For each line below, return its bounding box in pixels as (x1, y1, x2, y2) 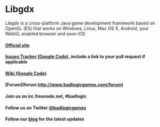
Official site (5, 42, 30, 48)
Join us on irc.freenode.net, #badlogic (5, 93, 86, 99)
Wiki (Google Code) (5, 70, 47, 76)
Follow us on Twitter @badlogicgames (5, 104, 86, 110)
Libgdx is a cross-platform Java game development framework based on (5, 20, 155, 26)
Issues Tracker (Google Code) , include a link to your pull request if (5, 53, 145, 59)
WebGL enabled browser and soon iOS (5, 30, 85, 36)
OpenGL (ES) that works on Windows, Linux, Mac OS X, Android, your (5, 25, 149, 31)
